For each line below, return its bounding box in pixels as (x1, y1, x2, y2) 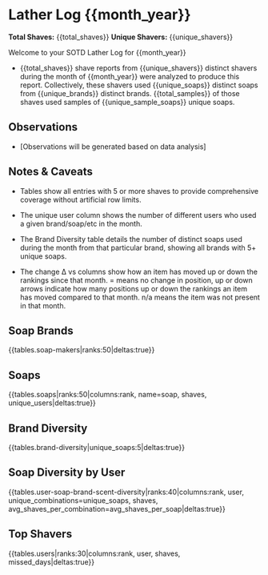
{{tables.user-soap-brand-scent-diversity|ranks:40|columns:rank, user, (8, 487, 244, 497)
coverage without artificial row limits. (19, 195, 142, 204)
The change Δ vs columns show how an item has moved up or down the (19, 267, 258, 276)
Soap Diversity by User (8, 466, 126, 480)
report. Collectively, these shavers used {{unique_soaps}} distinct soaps (19, 80, 258, 90)
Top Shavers (8, 527, 73, 541)
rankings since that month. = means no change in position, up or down (19, 275, 254, 285)
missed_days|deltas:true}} (8, 557, 95, 566)
